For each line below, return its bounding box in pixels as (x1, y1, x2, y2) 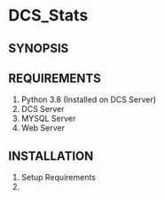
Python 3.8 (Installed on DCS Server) (20, 94, 157, 105)
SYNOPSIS (8, 41, 69, 56)
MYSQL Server (20, 113, 76, 124)
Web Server (20, 123, 66, 133)
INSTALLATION (8, 148, 94, 163)
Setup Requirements (20, 172, 97, 183)
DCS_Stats (8, 5, 89, 26)
